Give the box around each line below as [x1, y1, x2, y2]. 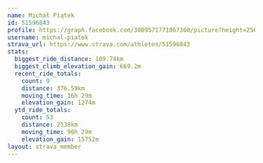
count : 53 [21, 114, 54, 121]
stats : [7, 48, 29, 56]
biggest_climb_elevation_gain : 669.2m [14, 63, 142, 71]
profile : [7, 26, 36, 34]
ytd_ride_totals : [14, 107, 71, 114]
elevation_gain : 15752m [21, 135, 100, 143]
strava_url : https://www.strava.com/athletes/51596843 [7, 41, 191, 49]
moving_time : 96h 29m [21, 128, 92, 136]
